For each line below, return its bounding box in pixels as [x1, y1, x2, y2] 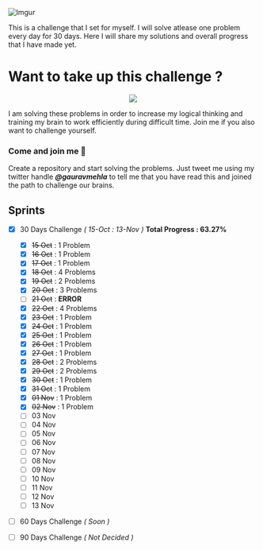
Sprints [8, 203, 45, 217]
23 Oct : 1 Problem [31, 312, 93, 322]
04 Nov [31, 420, 56, 429]
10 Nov [31, 474, 55, 483]
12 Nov [31, 491, 55, 501]
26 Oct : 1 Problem [31, 339, 93, 349]
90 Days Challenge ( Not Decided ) [19, 533, 134, 542]
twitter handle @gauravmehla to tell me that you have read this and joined [8, 172, 252, 182]
